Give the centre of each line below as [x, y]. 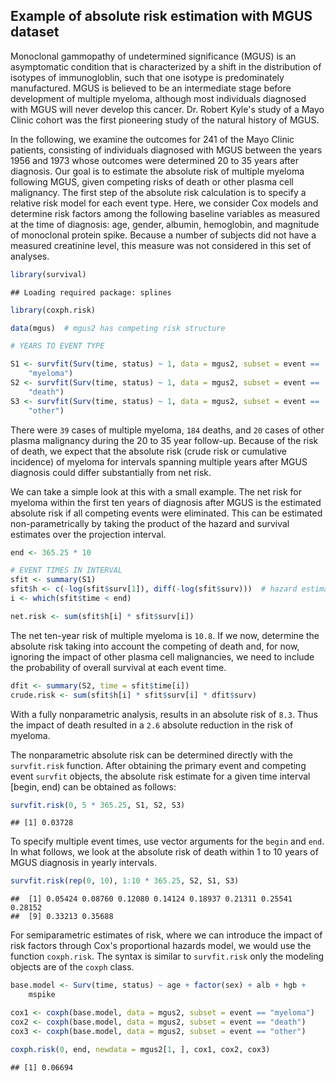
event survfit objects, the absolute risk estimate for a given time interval [160, 776]
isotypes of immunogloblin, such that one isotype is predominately [147, 77]
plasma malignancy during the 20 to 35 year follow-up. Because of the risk [164, 440]
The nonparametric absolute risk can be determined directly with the [152, 755]
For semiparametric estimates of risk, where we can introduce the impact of [166, 935]
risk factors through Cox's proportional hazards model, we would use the [161, 946]
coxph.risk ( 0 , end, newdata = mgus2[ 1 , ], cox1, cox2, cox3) [140, 1049]
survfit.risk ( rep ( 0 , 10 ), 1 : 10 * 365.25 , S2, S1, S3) [125, 881]
